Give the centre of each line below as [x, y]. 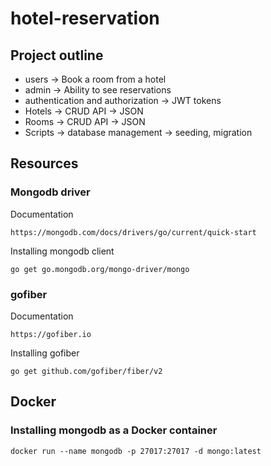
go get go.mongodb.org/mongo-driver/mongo [100, 269]
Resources [44, 163]
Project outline [57, 55]
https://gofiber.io [51, 334]
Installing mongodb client [62, 251]
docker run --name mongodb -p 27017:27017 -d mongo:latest [136, 451]
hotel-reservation [85, 18]
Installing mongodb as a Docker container [114, 430]
